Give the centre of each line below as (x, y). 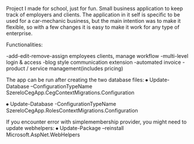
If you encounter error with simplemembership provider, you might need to (96, 122)
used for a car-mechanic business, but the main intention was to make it (93, 21)
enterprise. (19, 33)
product (16, 68)
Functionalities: (24, 44)
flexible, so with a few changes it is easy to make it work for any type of (93, 27)
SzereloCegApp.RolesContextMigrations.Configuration (72, 110)
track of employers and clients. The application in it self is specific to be (93, 15)
